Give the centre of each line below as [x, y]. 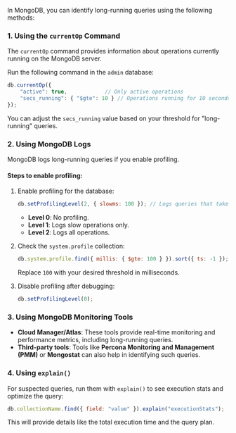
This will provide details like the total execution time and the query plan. [111, 422]
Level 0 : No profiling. [58, 218]
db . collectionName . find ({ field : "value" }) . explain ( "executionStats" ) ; [116, 409]
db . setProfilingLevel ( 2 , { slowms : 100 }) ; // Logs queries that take [123, 204]
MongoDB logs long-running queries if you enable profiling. [93, 159]
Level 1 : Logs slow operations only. [79, 225]
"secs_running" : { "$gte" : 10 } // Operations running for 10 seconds [125, 99]
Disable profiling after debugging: [66, 286]
